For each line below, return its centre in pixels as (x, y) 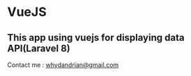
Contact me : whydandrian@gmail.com (63, 65)
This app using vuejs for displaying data (96, 38)
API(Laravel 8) (39, 48)
